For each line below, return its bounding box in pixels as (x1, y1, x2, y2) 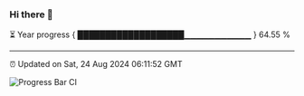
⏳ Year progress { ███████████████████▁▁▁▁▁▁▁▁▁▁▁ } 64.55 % (9, 29, 291, 40)
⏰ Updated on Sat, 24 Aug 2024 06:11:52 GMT (9, 59, 183, 70)
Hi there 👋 (9, 8, 54, 21)
